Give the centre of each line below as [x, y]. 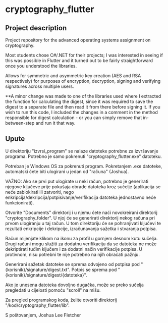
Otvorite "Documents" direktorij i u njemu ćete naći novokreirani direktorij [81, 212]
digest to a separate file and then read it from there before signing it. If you [83, 107]
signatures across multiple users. [40, 86]
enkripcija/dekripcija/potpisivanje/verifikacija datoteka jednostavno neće [81, 197]
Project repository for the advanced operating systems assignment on [78, 40]
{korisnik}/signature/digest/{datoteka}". [46, 275]
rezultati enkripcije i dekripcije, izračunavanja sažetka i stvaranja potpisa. [81, 229]
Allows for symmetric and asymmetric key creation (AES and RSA [73, 76]
